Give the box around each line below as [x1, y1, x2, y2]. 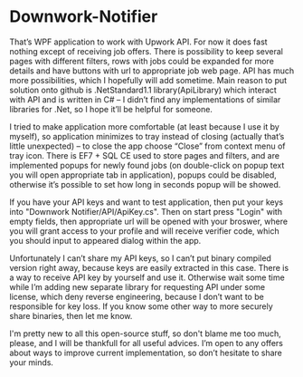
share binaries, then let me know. [9, 310, 133, 321]
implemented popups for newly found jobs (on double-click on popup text [9, 159, 285, 170]
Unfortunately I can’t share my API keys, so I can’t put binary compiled [9, 252, 271, 264]
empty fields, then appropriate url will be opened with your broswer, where [9, 216, 288, 227]
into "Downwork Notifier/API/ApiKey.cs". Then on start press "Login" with [9, 206, 283, 217]
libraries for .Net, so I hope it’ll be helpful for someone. [9, 103, 213, 114]
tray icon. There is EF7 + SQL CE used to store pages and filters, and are [9, 150, 280, 160]
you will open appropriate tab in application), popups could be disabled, [9, 169, 278, 180]
